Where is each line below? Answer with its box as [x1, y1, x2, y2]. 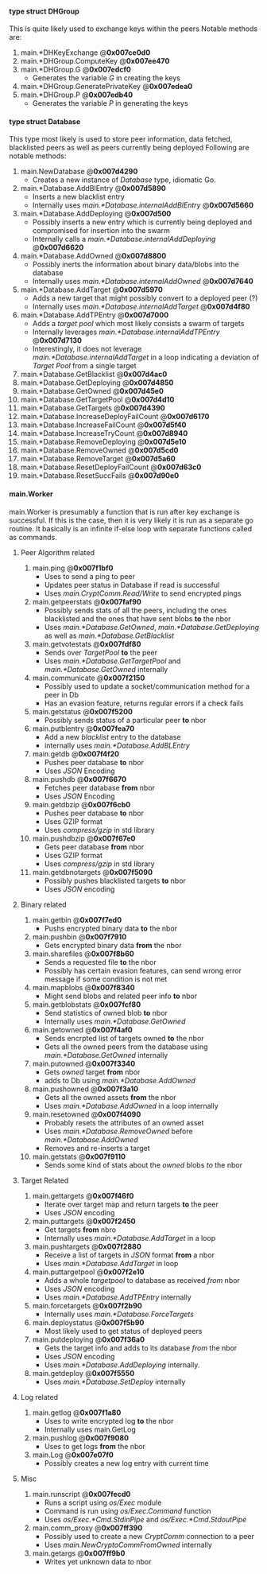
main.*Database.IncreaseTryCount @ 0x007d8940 [20, 429, 188, 438]
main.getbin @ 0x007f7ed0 [32, 915, 122, 924]
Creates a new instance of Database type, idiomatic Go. [32, 175, 217, 185]
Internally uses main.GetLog [44, 1424, 136, 1434]
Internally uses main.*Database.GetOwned [44, 1016, 186, 1026]
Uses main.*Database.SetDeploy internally [44, 1377, 186, 1386]
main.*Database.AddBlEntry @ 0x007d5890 [20, 184, 166, 193]
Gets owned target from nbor [44, 1067, 141, 1077]
